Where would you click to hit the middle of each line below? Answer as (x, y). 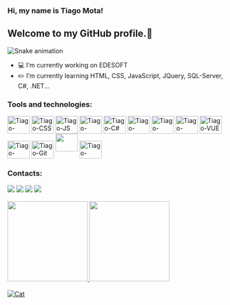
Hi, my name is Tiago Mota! (56, 11)
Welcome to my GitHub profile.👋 (80, 34)
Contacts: (25, 173)
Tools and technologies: (50, 104)
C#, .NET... (33, 86)
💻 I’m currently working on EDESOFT (73, 65)
